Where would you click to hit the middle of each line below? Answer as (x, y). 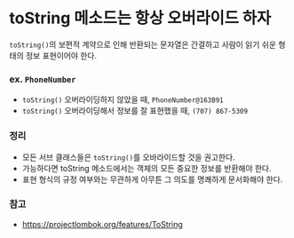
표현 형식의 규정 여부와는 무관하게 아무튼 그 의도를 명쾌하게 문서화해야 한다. (152, 179)
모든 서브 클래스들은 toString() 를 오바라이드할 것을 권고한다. (128, 157)
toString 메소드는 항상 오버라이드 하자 (140, 18)
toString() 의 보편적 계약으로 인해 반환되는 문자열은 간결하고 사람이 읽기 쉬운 (143, 44)
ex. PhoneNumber (43, 79)
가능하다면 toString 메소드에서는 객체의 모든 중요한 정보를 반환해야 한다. (147, 168)
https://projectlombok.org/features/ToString (103, 224)
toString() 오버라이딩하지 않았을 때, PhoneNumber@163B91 (123, 99)
